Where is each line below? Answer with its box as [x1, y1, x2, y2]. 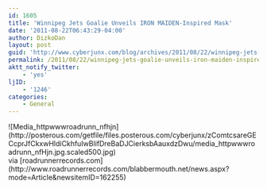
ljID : [8, 78, 26, 86]
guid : [8, 48, 26, 56]
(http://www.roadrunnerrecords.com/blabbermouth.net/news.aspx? [8, 164, 230, 174]
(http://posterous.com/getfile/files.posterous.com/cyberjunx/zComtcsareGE [8, 130, 257, 140]
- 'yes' [22, 71, 48, 79]
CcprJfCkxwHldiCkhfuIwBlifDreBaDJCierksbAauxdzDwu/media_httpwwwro [8, 139, 256, 148]
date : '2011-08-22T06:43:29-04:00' [8, 26, 126, 34]
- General [22, 100, 56, 108]
